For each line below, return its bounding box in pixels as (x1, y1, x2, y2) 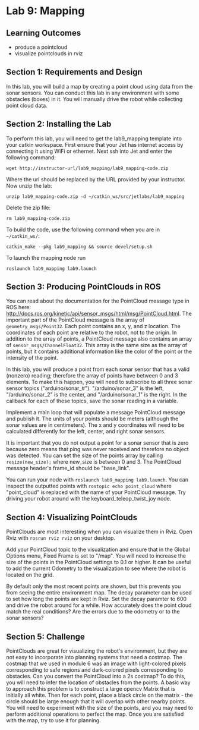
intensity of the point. (6, 354, 58, 361)
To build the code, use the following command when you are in (6, 226, 160, 233)
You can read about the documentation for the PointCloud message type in (6, 297, 190, 304)
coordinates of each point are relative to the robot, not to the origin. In (6, 329, 177, 336)
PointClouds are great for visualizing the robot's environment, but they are (6, 647, 188, 655)
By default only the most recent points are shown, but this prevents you (6, 583, 181, 590)
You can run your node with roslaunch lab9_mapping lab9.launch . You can (6, 476, 189, 483)
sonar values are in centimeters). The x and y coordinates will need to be (6, 421, 185, 429)
